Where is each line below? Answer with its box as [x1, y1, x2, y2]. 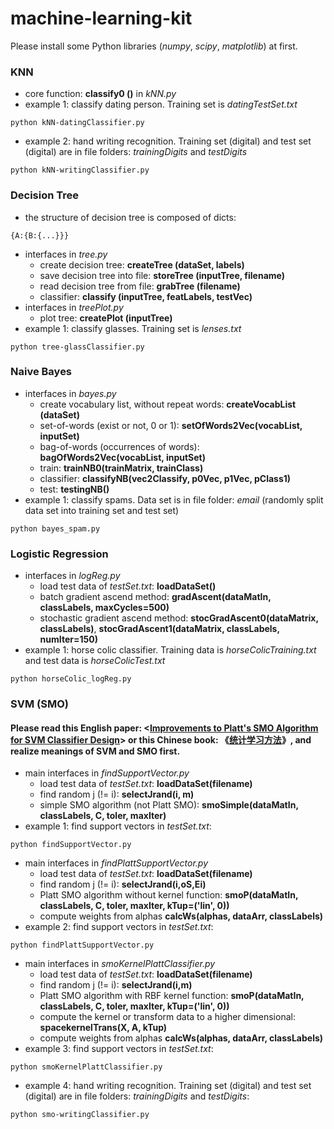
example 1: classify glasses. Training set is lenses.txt [24, 322, 242, 334]
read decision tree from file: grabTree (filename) [39, 280, 241, 292]
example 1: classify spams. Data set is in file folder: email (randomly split [24, 493, 324, 506]
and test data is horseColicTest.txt [24, 655, 166, 667]
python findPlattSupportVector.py [10, 940, 155, 951]
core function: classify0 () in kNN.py [24, 88, 177, 100]
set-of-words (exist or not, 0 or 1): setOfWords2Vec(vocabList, [39, 419, 303, 431]
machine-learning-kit [10, 7, 193, 30]
